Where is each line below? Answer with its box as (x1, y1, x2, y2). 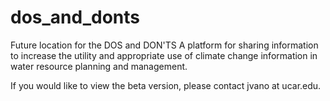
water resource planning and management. (10, 60, 188, 72)
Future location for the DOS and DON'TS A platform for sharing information (10, 39, 319, 51)
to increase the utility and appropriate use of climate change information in (10, 49, 318, 61)
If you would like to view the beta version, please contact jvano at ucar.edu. (10, 79, 322, 91)
